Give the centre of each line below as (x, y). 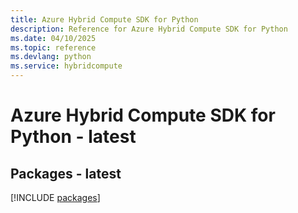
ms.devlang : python (51, 57)
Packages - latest (66, 173)
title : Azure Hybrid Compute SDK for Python (104, 19)
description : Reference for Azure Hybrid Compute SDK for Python (149, 29)
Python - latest (73, 137)
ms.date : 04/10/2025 (53, 38)
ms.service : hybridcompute (66, 66)
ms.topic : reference (53, 47)
